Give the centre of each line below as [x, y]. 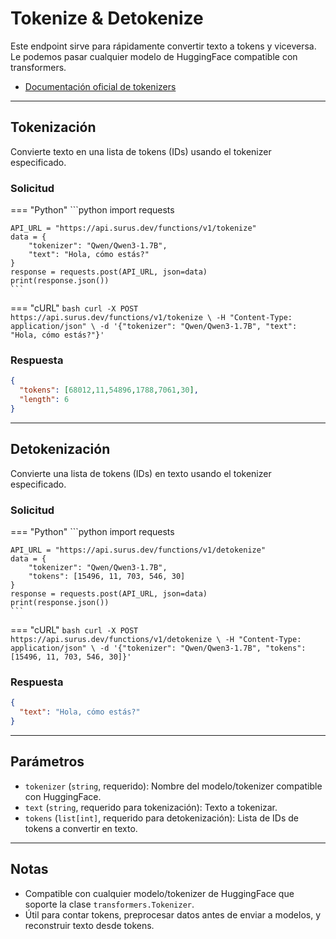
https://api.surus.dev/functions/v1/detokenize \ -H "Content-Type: [156, 639]
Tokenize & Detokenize [107, 18]
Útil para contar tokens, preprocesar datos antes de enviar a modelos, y [173, 914]
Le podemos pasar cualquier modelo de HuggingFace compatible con [154, 56]
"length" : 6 [44, 400]
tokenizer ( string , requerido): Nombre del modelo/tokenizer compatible [173, 786]
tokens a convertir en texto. [81, 828]
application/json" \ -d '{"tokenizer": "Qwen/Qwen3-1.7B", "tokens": [158, 648]
